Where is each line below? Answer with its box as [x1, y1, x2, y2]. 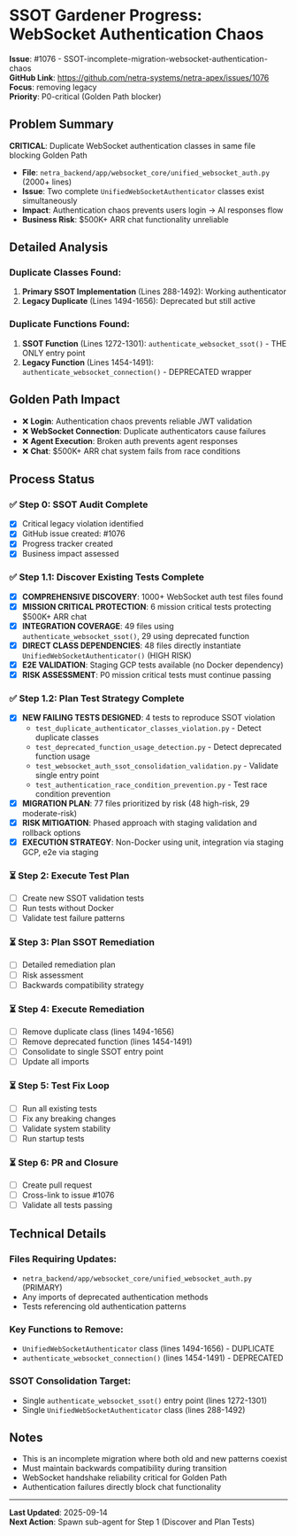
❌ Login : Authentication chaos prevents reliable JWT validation [21, 416, 253, 426]
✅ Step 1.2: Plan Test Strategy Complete [9, 692, 185, 705]
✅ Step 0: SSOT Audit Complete [9, 498, 148, 511]
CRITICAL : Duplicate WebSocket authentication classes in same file [9, 140, 256, 151]
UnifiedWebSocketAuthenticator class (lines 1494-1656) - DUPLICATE [21, 1344, 275, 1354]
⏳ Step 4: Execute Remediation [9, 1002, 145, 1015]
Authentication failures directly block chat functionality [21, 1482, 222, 1493]
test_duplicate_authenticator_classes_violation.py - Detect [34, 722, 263, 733]
